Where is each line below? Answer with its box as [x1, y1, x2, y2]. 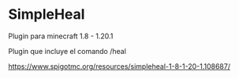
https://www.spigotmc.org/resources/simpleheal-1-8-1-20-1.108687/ [8, 61, 231, 71]
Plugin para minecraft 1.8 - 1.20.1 [8, 31, 114, 41]
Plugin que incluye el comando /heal [8, 46, 126, 56]
